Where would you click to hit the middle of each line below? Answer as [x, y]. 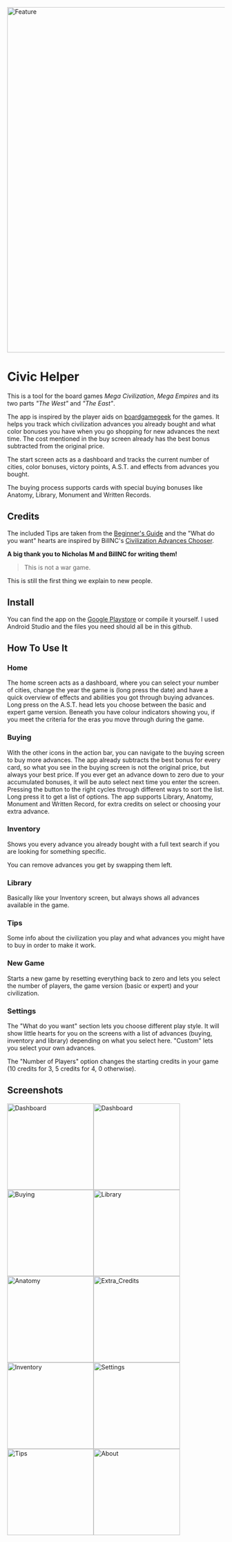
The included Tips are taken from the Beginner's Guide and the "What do [111, 533]
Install [21, 603]
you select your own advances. [52, 1048]
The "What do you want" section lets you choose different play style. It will [113, 1026]
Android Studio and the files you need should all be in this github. [100, 626]
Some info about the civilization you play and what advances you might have [116, 938]
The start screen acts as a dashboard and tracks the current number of [108, 459]
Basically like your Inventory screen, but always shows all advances [104, 898]
